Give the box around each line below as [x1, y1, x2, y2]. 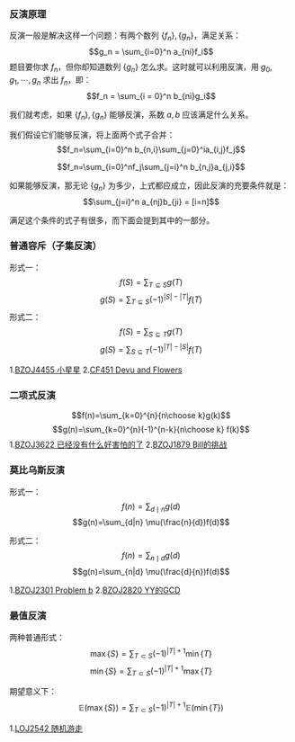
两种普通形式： [9, 631, 65, 642]
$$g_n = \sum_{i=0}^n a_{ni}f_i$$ [88, 47, 214, 58]
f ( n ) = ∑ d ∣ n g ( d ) [121, 501, 182, 514]
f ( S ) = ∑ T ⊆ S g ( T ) [119, 276, 183, 290]
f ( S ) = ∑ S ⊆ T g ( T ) [119, 326, 183, 339]
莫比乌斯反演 [9, 464, 66, 477]
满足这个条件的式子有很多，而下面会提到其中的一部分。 [9, 215, 214, 226]
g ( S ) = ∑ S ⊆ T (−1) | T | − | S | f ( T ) [100, 342, 202, 357]
